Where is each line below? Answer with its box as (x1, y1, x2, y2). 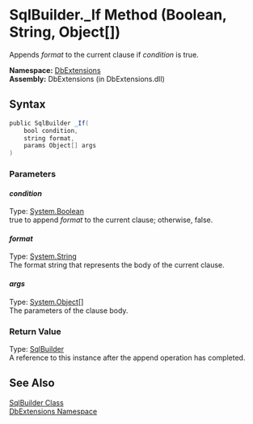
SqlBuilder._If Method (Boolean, (9, 6, 227, 24)
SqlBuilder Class (9, 397, 64, 407)
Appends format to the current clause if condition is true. (9, 49, 199, 59)
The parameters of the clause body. (9, 306, 129, 315)
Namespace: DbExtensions (9, 65, 101, 75)
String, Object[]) (9, 23, 120, 41)
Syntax (9, 97, 46, 111)
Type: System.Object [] (9, 297, 84, 306)
